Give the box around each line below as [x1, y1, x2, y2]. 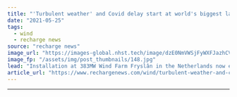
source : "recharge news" [7, 43, 80, 50]
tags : [7, 23, 23, 30]
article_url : [7, 69, 46, 76]
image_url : [7, 50, 39, 57]
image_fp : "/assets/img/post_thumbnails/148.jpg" [7, 56, 157, 63]
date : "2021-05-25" [7, 17, 65, 24]
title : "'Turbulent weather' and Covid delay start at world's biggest [7, 10, 222, 18]
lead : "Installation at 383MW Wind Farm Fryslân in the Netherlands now [7, 63, 226, 70]
